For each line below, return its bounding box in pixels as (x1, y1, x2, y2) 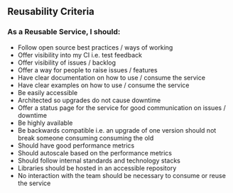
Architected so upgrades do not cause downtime (17, 96, 161, 104)
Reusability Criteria (7, 6, 94, 18)
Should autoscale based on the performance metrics (17, 148, 173, 157)
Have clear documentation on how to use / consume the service (17, 73, 206, 82)
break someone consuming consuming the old (17, 133, 154, 142)
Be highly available (17, 118, 73, 127)
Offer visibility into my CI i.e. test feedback (17, 50, 142, 59)
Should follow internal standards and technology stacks (17, 156, 181, 165)
